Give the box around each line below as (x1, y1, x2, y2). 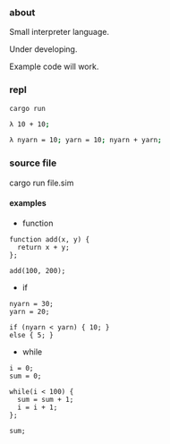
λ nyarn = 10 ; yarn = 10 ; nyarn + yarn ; (9, 136, 163, 145)
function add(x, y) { (9, 235, 90, 243)
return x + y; (17, 243, 70, 252)
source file (9, 157, 57, 169)
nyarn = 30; (9, 299, 54, 308)
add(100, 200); (9, 266, 66, 275)
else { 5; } (9, 330, 54, 339)
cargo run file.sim (9, 177, 74, 188)
